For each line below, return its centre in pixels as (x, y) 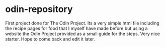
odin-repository (39, 9)
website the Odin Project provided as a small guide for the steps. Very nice (82, 33)
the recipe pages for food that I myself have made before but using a (76, 28)
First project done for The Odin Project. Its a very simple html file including (82, 23)
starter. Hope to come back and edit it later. (50, 39)
